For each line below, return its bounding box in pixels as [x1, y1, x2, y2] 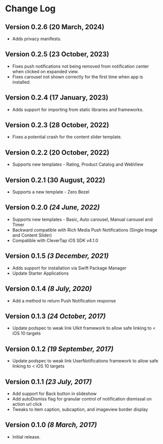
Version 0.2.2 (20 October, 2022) [5, 148, 110, 156]
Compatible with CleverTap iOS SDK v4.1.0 [12, 237, 98, 243]
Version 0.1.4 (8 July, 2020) [5, 285, 92, 293]
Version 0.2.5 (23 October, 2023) [5, 50, 109, 58]
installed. [12, 79, 31, 85]
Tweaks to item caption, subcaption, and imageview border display [12, 406, 148, 412]
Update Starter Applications [12, 270, 69, 276]
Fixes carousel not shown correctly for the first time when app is [12, 74, 143, 80]
